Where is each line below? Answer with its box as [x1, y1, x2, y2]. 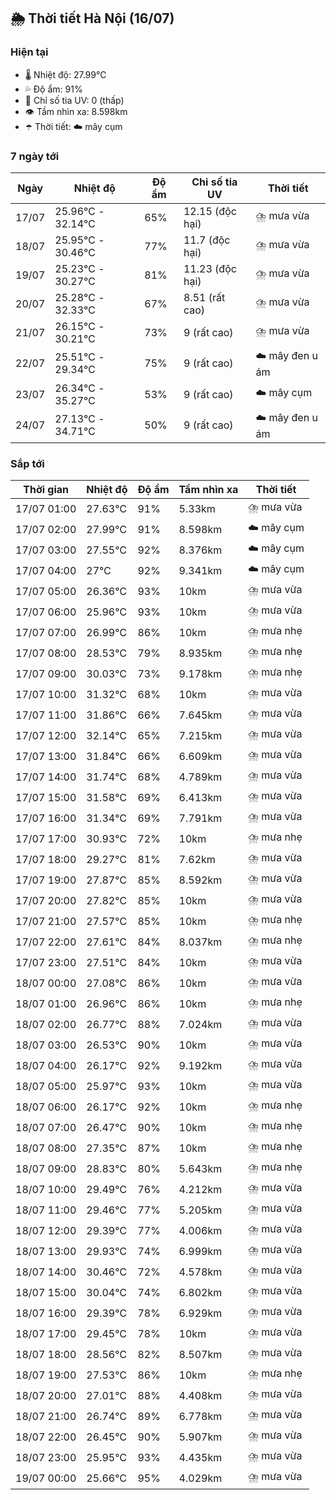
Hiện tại [10, 45, 49, 59]
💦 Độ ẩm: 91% [24, 83, 83, 95]
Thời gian [23, 483, 70, 497]
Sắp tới [10, 456, 45, 470]
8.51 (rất [183, 290, 226, 304]
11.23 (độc [183, 261, 237, 275]
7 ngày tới [10, 149, 60, 163]
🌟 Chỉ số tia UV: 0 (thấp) [24, 94, 125, 106]
